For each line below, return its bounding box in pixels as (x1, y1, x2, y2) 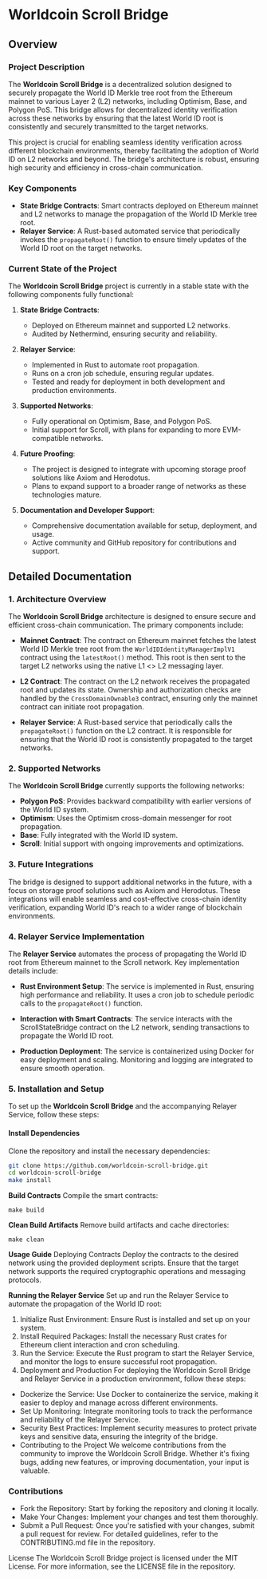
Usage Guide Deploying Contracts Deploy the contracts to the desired (8, 1250, 239, 1260)
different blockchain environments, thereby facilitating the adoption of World (8, 145, 259, 155)
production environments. (31, 386, 117, 395)
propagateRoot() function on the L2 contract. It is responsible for (19, 726, 233, 736)
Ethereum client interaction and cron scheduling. (19, 1340, 180, 1350)
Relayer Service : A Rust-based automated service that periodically (19, 226, 241, 236)
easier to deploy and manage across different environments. (19, 1398, 218, 1407)
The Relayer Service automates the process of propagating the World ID (8, 949, 247, 959)
